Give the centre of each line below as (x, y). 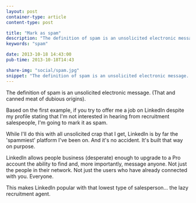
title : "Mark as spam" (34, 33)
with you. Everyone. (30, 176)
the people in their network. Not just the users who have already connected (97, 170)
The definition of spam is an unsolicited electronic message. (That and (91, 92)
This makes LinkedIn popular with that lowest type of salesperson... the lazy (97, 187)
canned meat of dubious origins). (46, 99)
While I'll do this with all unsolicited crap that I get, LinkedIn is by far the (92, 134)
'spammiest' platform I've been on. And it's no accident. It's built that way (94, 140)
